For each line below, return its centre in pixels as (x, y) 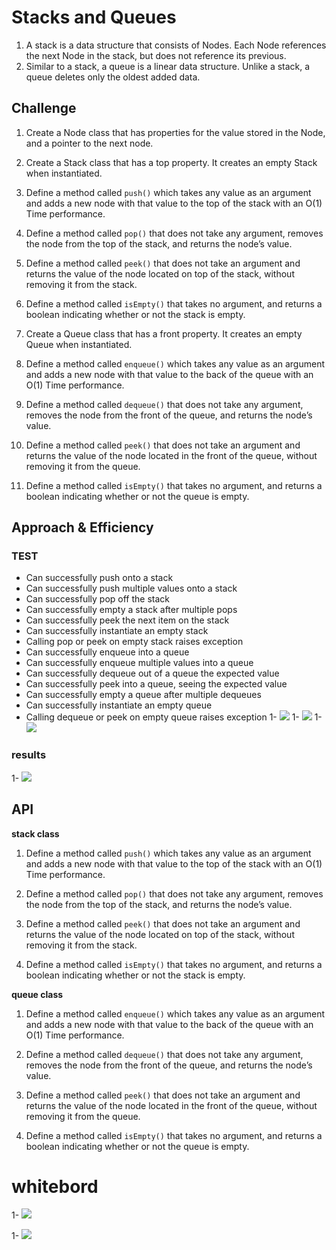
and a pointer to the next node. (89, 143)
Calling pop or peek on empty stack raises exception (134, 642)
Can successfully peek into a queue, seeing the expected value (156, 684)
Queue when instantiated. (79, 344)
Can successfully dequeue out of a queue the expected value (152, 673)
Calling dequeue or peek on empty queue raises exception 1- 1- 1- (174, 717)
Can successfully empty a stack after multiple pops (131, 610)
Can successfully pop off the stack (97, 599)
